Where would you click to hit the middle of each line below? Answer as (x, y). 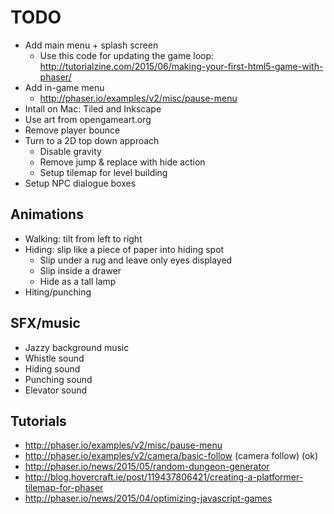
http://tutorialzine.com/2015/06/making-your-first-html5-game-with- (181, 66)
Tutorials (38, 421)
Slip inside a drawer (80, 270)
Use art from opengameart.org (88, 119)
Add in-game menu (64, 87)
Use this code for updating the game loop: (127, 55)
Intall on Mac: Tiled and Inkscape (93, 108)
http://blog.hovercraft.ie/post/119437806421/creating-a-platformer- (164, 477)
